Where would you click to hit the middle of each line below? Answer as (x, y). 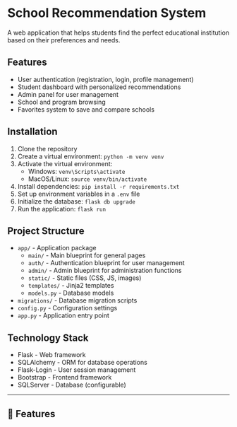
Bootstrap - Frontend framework (65, 378)
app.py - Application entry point (63, 315)
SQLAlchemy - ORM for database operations (83, 363)
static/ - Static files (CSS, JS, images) (85, 278)
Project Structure (46, 231)
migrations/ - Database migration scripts (77, 300)
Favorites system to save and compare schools (86, 109)
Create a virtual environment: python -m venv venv (91, 156)
